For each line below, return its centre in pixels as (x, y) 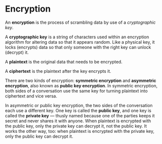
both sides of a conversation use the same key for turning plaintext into (76, 91)
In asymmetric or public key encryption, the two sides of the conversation (79, 105)
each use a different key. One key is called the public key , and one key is (78, 111)
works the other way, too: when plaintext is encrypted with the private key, (80, 131)
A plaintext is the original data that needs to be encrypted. (64, 62)
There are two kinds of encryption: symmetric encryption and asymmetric (81, 80)
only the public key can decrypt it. (39, 136)
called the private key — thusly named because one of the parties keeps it (80, 115)
